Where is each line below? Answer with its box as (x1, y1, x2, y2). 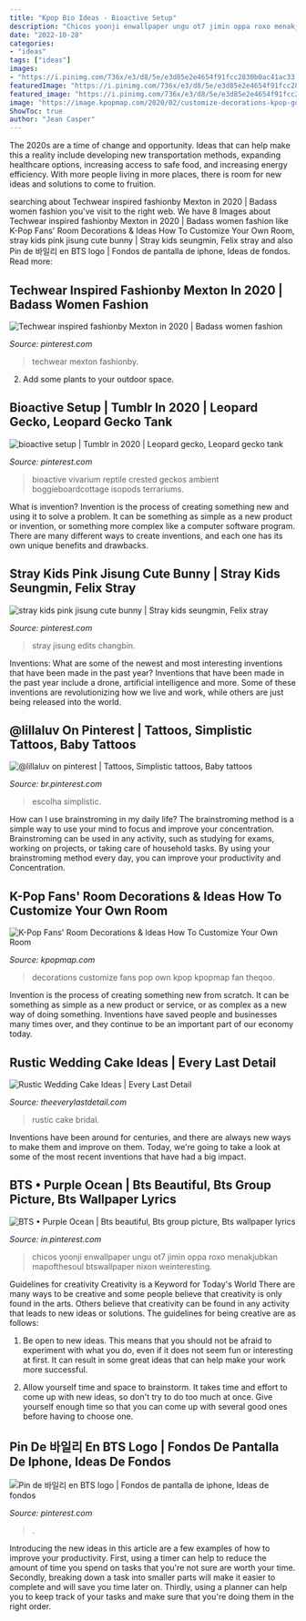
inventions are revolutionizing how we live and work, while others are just (9, 687, 284, 698)
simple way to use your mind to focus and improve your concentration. (9, 823, 275, 834)
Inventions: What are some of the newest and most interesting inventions (9, 658, 283, 668)
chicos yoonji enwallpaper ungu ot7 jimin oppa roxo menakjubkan (31, 1251, 278, 1262)
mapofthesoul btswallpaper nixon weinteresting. (31, 1260, 212, 1271)
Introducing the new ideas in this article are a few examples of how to (9, 1543, 270, 1554)
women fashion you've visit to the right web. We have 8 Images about (9, 206, 271, 217)
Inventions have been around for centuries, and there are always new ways (9, 1132, 291, 1143)
